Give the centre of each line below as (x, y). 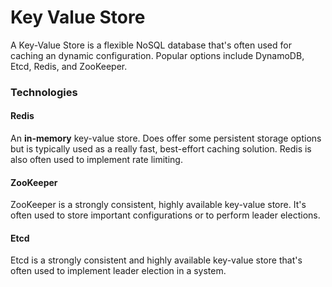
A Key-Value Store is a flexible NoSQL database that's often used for (151, 45)
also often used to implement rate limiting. (96, 160)
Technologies (44, 92)
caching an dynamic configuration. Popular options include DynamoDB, (157, 55)
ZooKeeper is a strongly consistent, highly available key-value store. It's (158, 205)
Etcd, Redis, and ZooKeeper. (69, 66)
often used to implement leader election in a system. (118, 271)
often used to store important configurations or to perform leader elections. (165, 215)
